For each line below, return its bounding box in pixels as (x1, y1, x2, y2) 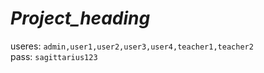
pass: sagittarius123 (10, 50, 98, 62)
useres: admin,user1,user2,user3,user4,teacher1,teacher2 (10, 40, 254, 52)
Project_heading (10, 7, 151, 30)
